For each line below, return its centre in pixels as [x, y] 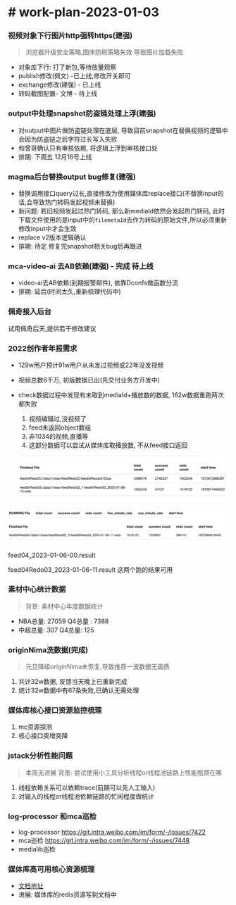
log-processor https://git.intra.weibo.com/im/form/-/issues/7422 [112, 832]
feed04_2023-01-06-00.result [52, 555]
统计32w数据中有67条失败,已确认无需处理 [79, 690]
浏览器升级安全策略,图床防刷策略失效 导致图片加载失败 [104, 52]
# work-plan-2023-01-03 [83, 12]
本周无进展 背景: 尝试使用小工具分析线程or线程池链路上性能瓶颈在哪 [124, 773]
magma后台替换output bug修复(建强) [72, 177]
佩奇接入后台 [30, 312]
